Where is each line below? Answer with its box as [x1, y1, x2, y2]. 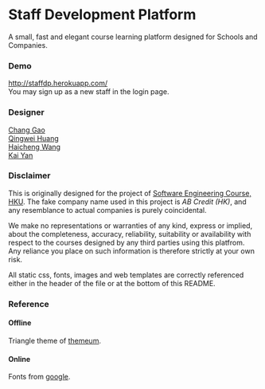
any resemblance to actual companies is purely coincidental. [8, 205, 207, 214]
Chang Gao [8, 125, 45, 135]
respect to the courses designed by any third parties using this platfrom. [8, 238, 245, 247]
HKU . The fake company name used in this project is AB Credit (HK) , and [8, 197, 247, 206]
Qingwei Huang [8, 133, 60, 143]
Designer [8, 107, 45, 118]
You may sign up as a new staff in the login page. [8, 87, 170, 96]
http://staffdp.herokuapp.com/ [8, 78, 108, 88]
